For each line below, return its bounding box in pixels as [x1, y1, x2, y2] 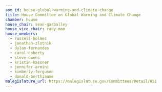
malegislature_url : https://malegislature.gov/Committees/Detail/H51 [5, 79, 157, 84]
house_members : [5, 31, 38, 36]
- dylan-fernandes [10, 45, 50, 51]
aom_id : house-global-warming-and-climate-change [5, 7, 114, 13]
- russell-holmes [10, 36, 47, 41]
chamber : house [5, 17, 38, 22]
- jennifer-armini [10, 64, 50, 70]
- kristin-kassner [10, 60, 50, 65]
